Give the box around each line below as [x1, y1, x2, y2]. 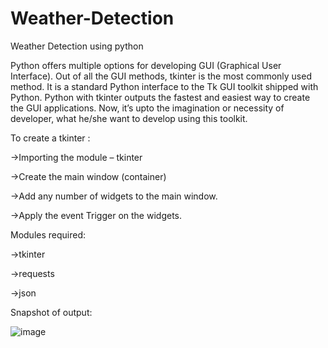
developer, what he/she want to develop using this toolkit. [10, 112, 248, 124]
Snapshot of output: [10, 306, 93, 318]
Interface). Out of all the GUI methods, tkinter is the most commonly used [10, 70, 312, 82]
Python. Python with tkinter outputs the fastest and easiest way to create [10, 91, 311, 103]
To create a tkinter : [10, 132, 91, 144]
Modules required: [10, 228, 87, 241]
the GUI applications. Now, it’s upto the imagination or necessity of [10, 102, 285, 114]
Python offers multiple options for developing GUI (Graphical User [10, 59, 282, 71]
